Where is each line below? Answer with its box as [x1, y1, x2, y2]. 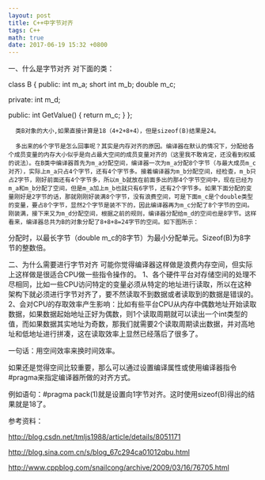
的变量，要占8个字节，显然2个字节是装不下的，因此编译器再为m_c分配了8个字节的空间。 [8, 201, 253, 210]
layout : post [8, 11, 51, 20]
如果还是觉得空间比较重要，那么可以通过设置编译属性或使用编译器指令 [8, 363, 237, 372]
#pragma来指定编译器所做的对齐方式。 [8, 373, 135, 383]
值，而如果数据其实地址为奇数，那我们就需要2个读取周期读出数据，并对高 [8, 319, 248, 329]
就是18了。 [14, 399, 51, 409]
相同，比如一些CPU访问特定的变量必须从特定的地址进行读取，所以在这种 [14, 280, 252, 289]
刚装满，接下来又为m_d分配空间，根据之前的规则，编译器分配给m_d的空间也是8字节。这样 [8, 210, 257, 218]
